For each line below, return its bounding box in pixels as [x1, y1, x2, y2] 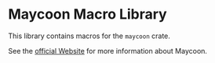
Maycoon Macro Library [8, 5, 167, 23]
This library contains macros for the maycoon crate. [8, 31, 171, 40]
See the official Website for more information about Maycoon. [8, 46, 208, 55]
